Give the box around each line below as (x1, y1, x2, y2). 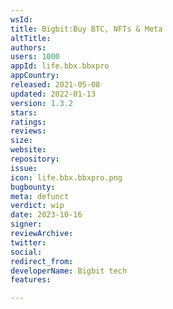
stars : (10, 107, 38, 118)
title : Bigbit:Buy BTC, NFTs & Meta (10, 24, 163, 34)
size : (10, 136, 33, 146)
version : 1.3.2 (10, 98, 74, 108)
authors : (10, 42, 47, 53)
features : (10, 275, 52, 285)
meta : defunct (10, 191, 70, 201)
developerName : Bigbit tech (10, 266, 128, 276)
